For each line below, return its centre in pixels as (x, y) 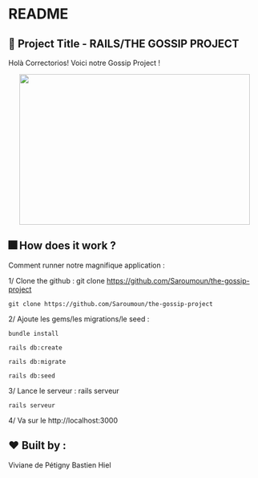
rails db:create (35, 347)
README (38, 14)
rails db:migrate (37, 362)
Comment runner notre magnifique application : (87, 265)
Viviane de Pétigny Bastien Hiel (60, 465)
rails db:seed (32, 376)
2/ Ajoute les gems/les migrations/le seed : (79, 319)
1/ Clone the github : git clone (57, 280)
